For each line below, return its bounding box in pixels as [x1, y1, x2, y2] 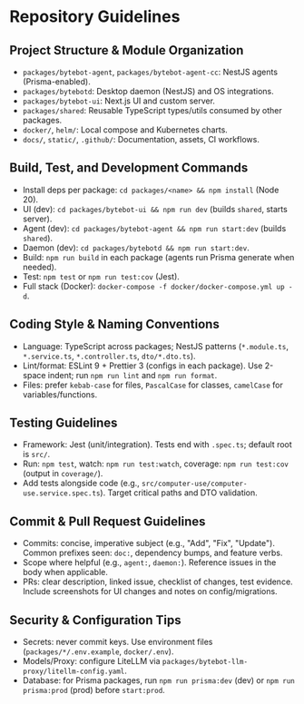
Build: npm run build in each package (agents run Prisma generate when [22, 251, 295, 262]
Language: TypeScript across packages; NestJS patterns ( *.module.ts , [22, 340, 289, 351]
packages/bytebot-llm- [162, 658, 248, 667]
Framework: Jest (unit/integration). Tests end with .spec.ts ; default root [22, 439, 292, 450]
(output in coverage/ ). [22, 468, 103, 479]
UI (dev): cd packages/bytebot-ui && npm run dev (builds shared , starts [22, 203, 288, 214]
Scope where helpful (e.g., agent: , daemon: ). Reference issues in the [22, 557, 277, 568]
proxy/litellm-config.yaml [22, 667, 125, 677]
